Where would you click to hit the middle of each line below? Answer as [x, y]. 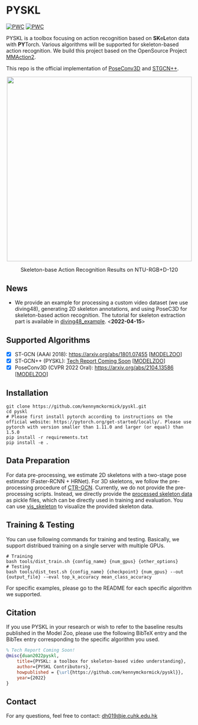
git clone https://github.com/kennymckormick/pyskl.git [76, 406]
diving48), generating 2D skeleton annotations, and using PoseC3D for [101, 309]
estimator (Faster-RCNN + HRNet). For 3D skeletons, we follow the [87, 481]
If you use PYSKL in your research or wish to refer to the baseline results [95, 627]
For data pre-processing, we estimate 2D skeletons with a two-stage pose [96, 475]
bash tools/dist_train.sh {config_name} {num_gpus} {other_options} [92, 561]
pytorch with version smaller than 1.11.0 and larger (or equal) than [95, 427]
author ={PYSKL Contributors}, [54, 667]
